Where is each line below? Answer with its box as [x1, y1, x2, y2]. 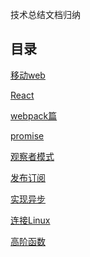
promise [10, 129, 45, 142]
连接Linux [10, 214, 51, 226]
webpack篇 [10, 109, 58, 122]
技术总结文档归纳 [10, 9, 81, 20]
